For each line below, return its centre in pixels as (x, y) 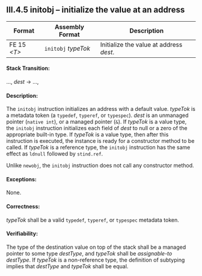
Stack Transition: (28, 68)
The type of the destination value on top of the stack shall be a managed (96, 247)
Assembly (69, 27)
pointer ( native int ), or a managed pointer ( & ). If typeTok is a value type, (96, 122)
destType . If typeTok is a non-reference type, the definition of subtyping (96, 260)
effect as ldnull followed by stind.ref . (55, 154)
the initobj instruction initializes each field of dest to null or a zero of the (97, 128)
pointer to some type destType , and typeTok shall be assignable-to (89, 253)
